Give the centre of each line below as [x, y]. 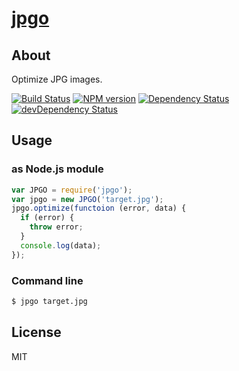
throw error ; [56, 227]
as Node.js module [57, 169]
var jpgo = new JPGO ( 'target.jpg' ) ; [87, 199]
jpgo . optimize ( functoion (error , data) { [99, 208]
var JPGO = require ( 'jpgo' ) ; [72, 190]
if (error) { [47, 218]
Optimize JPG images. [57, 79]
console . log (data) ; [61, 245]
